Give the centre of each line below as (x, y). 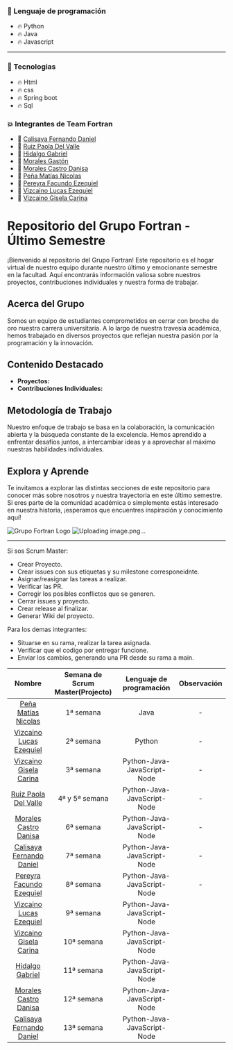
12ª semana (83, 999)
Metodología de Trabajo (60, 410)
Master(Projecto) (83, 692)
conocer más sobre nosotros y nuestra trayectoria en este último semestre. (115, 495)
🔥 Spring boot (37, 97)
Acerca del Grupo (46, 304)
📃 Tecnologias (32, 67)
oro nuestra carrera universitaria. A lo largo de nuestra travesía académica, (114, 328)
